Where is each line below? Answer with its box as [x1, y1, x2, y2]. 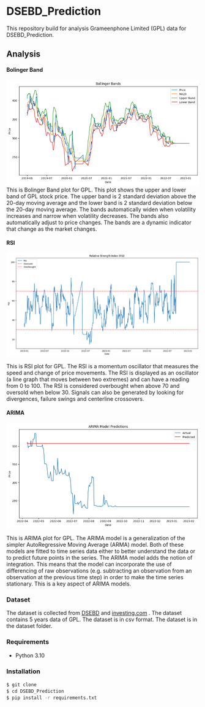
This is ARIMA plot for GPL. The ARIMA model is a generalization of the [6, 535, 185, 542]
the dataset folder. [6, 622, 53, 630]
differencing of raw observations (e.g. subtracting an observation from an [6, 567, 192, 574]
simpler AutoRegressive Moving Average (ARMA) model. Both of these [6, 541, 184, 549]
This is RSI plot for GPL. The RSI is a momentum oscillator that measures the [6, 362, 199, 369]
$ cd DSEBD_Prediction [6, 688, 64, 694]
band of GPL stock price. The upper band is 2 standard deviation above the [6, 192, 196, 200]
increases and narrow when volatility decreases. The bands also [6, 212, 169, 219]
